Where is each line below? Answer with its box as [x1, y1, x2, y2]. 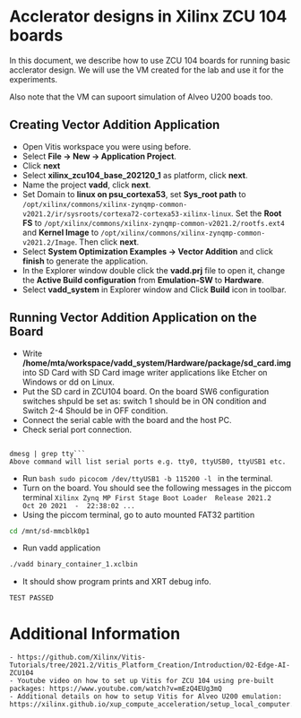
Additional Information [9, 623, 181, 644]
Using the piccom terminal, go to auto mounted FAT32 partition [21, 509, 255, 520]
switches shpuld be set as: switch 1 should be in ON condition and [21, 395, 267, 406]
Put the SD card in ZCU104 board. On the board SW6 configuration [21, 385, 270, 396]
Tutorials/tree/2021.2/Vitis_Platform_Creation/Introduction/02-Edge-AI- [9, 661, 291, 670]
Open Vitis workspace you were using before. [21, 141, 192, 151]
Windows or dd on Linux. [21, 376, 115, 387]
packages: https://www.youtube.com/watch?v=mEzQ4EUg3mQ [9, 684, 222, 694]
